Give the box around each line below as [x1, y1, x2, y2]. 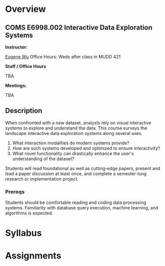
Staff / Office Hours [5, 64, 46, 69]
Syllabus [5, 227, 42, 239]
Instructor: [5, 44, 28, 50]
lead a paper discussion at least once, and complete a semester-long [5, 170, 147, 177]
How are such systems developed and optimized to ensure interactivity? [12, 145, 161, 151]
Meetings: [5, 83, 27, 88]
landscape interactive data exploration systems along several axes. [5, 130, 143, 136]
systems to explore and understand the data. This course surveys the [5, 125, 148, 131]
